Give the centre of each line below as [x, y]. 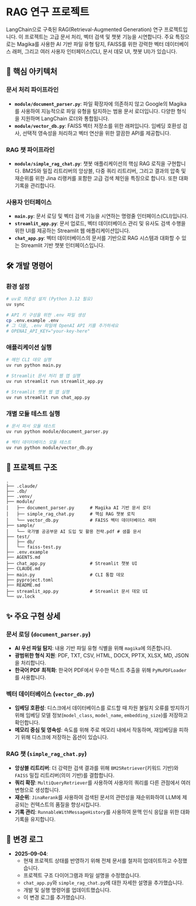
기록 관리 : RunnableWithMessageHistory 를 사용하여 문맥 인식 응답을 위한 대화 [102, 812]
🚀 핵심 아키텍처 [32, 72]
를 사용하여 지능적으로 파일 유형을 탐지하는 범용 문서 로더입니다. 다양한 [95, 111]
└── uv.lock [20, 597]
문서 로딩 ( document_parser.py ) [48, 634]
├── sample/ [20, 525]
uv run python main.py [34, 365]
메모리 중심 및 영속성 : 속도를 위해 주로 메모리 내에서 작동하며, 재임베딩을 [96, 730]
